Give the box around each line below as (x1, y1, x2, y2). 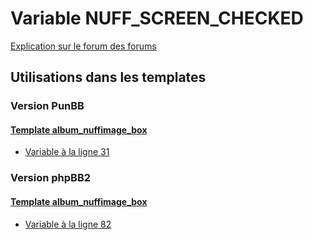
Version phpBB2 (10, 171, 92, 185)
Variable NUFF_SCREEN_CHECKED (10, 7, 304, 30)
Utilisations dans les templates (10, 69, 207, 86)
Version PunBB (10, 99, 85, 113)
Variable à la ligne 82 (24, 218, 112, 230)
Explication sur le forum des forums (10, 40, 157, 52)
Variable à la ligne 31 (24, 146, 110, 158)
